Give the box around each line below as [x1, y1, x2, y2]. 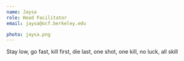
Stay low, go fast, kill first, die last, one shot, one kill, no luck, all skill [6, 48, 178, 56]
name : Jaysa [6, 9, 37, 15]
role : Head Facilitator [6, 15, 67, 21]
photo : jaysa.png [6, 31, 51, 37]
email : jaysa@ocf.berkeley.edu [6, 20, 86, 26]
